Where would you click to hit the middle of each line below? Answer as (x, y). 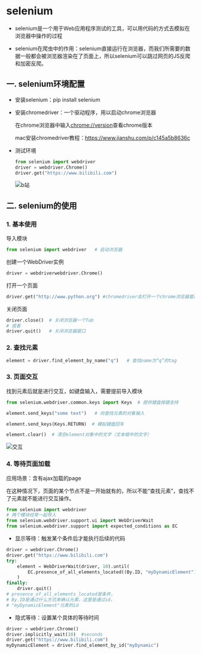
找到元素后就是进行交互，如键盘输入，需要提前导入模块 (74, 391)
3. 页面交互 (22, 377)
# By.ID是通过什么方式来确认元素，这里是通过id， (61, 600)
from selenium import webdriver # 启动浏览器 (64, 250)
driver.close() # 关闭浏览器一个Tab (50, 320)
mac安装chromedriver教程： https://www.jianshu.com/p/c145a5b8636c (102, 137)
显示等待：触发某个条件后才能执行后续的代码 (70, 539)
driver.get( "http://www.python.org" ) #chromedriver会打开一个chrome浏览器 (98, 297)
